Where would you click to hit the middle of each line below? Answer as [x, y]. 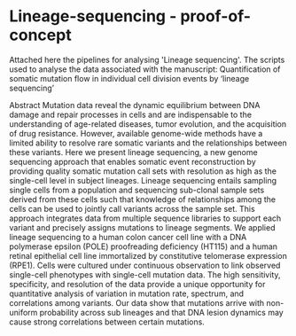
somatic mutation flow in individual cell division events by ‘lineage [129, 78]
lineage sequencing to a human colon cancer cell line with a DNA [128, 237]
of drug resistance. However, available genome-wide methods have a [136, 133]
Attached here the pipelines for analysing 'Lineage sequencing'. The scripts [147, 59]
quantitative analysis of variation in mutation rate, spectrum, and [127, 293]
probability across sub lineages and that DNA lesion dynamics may [161, 312]
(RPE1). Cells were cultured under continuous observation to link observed [145, 265]
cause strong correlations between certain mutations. [107, 322]
